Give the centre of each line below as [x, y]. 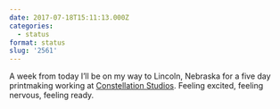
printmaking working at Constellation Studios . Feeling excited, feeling [136, 86]
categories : [31, 26]
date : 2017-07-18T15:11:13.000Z [69, 17]
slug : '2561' [33, 51]
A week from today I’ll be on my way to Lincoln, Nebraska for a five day [140, 76]
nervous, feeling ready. [52, 96]
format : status [37, 42]
